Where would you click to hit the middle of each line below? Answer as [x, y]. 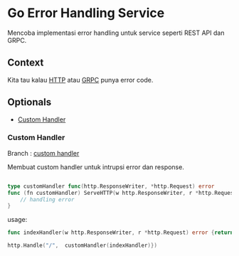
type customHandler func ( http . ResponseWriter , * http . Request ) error [111, 186]
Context [26, 63]
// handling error [47, 199]
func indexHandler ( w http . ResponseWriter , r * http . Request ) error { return [121, 233]
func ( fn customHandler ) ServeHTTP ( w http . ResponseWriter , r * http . [111, 193]
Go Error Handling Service [86, 13]
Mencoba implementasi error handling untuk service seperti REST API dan [116, 33]
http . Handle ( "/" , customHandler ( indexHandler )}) [83, 246]
